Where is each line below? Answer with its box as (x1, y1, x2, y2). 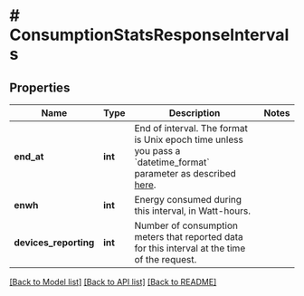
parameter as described (134, 167, 237, 179)
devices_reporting (14, 236, 95, 249)
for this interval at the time (134, 242, 246, 254)
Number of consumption (134, 219, 238, 232)
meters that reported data (134, 231, 243, 243)
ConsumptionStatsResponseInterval (9, 24, 290, 45)
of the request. (134, 253, 197, 265)
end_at (14, 150, 44, 163)
